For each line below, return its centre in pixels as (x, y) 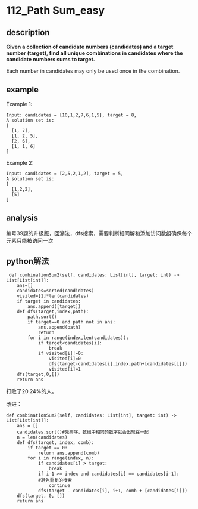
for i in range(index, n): (61, 458)
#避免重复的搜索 (55, 480)
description (28, 33)
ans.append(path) (59, 328)
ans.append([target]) (54, 307)
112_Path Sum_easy (56, 10)
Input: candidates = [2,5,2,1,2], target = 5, (65, 174)
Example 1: (19, 104)
